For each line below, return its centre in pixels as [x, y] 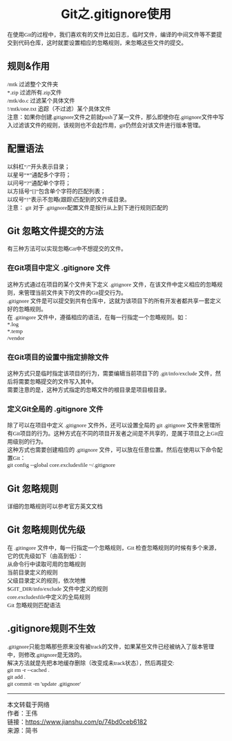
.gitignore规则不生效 [51, 629]
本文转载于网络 [28, 704]
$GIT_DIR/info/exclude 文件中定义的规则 [58, 589]
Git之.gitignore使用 [116, 14]
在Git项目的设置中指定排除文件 [58, 357]
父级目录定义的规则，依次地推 [47, 580]
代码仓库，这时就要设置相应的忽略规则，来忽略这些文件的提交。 [103, 42]
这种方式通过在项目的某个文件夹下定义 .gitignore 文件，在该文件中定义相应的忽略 [112, 284]
